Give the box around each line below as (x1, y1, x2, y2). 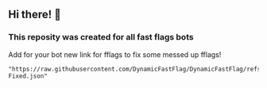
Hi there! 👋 (8, 8, 62, 21)
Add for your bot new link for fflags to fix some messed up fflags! (8, 49, 222, 59)
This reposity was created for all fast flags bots (8, 32, 194, 43)
